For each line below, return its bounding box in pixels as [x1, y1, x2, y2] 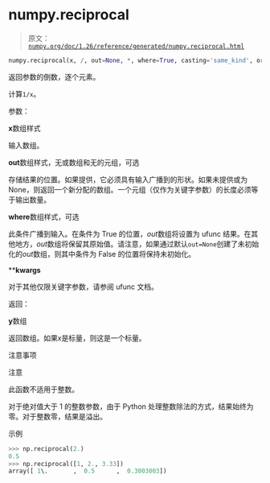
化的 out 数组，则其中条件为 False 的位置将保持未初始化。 [8, 249, 195, 258]
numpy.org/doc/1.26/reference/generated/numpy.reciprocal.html [27, 42, 245, 50]
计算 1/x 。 [8, 89, 41, 98]
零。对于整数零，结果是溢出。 [8, 411, 107, 421]
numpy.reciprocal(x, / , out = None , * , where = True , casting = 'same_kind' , [8, 56, 253, 64]
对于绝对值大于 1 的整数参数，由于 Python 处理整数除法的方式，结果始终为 [8, 401, 254, 411]
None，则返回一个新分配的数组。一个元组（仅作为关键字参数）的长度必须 [8, 184, 252, 194]
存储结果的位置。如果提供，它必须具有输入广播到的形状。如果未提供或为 [8, 175, 247, 184]
